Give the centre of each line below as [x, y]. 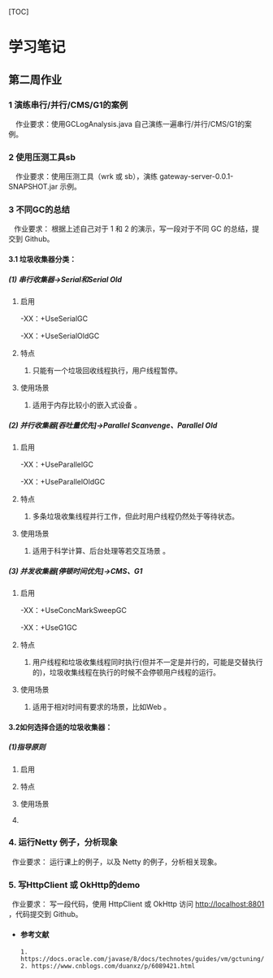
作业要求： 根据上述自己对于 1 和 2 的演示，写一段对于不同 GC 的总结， [133, 229]
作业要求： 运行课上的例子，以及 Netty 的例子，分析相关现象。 [117, 862]
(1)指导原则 [27, 747]
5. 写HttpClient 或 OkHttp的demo [74, 885]
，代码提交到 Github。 [45, 915]
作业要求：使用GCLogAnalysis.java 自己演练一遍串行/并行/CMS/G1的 [130, 124]
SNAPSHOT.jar [33, 187]
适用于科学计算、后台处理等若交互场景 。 [101, 551]
